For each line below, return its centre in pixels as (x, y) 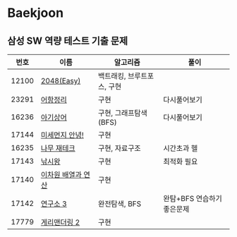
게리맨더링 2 (60, 222)
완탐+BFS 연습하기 (193, 199)
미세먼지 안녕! (62, 135)
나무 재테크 (58, 148)
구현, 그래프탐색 (123, 113)
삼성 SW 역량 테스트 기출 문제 (68, 41)
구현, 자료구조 (119, 148)
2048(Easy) (61, 81)
